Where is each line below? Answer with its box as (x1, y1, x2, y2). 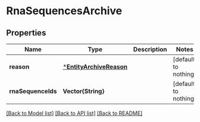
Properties (6, 28, 46, 38)
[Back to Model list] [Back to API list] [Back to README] (6, 110, 143, 117)
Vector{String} (62, 87, 105, 95)
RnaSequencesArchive (6, 4, 123, 18)
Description (133, 46, 168, 53)
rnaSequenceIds (9, 87, 57, 95)
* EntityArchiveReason (62, 63, 128, 70)
